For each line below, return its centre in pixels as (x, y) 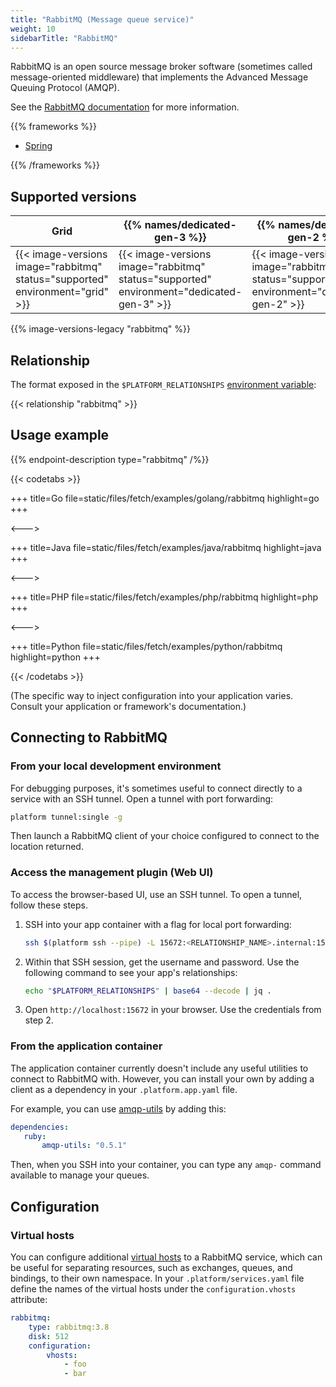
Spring (38, 146)
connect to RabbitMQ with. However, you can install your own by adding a (162, 1078)
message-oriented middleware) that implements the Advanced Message (159, 77)
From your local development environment (116, 766)
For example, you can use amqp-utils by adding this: (118, 1108)
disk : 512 (49, 1336)
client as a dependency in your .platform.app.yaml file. (124, 1089)
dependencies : (40, 1127)
